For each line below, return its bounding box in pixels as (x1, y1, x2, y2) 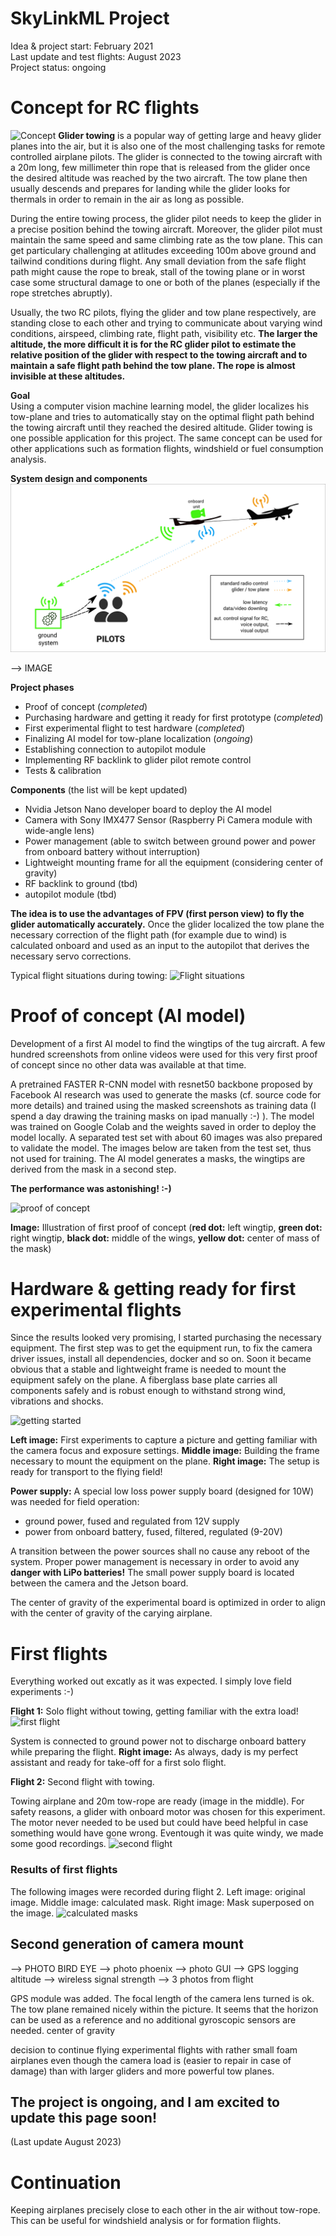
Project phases (10, 681, 75, 693)
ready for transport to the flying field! (10, 1466, 163, 1478)
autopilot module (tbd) (24, 888, 117, 900)
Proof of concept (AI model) (10, 1004, 247, 1027)
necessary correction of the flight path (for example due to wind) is (10, 928, 287, 941)
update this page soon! (10, 2109, 158, 2126)
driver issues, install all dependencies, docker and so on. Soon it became (10, 1353, 312, 1365)
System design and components (10, 472, 148, 484)
